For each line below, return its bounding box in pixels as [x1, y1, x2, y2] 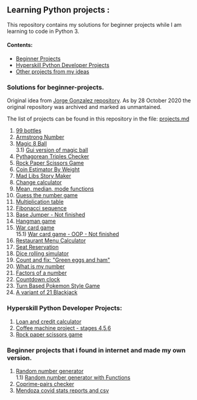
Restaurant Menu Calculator [15, 237, 86, 244]
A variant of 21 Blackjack [15, 289, 78, 296]
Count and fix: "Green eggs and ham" [15, 256, 111, 264]
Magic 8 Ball [15, 140, 47, 147]
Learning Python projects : [7, 5, 110, 15]
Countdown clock [15, 276, 60, 283]
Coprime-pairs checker [15, 380, 75, 387]
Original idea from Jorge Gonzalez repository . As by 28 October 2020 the [7, 97, 191, 104]
